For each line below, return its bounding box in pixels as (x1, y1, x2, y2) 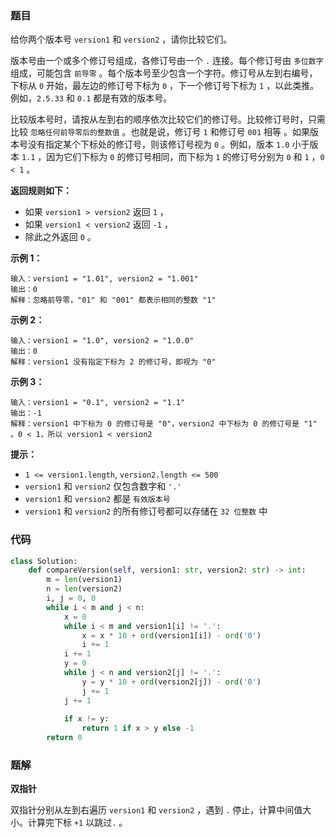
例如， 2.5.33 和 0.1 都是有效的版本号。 (10, 92, 173, 104)
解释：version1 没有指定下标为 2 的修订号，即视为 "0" (10, 357, 217, 367)
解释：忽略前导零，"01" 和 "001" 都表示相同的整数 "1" (10, 295, 217, 306)
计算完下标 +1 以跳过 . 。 (27, 817, 128, 829)
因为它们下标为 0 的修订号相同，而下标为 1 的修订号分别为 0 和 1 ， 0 (46, 151, 325, 163)
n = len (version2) (46, 584, 123, 594)
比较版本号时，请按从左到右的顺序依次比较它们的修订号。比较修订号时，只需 (10, 113, 326, 126)
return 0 (46, 733, 83, 743)
